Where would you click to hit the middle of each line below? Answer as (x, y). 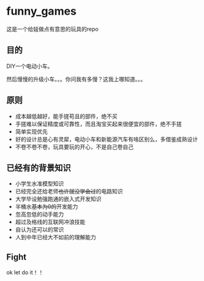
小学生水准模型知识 (40, 184)
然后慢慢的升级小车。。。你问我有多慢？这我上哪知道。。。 (76, 79)
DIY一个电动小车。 (30, 66)
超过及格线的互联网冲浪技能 (50, 222)
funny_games (41, 11)
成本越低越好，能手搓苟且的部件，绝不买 (66, 116)
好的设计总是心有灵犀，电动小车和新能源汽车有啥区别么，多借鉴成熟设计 (106, 139)
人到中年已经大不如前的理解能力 (55, 238)
